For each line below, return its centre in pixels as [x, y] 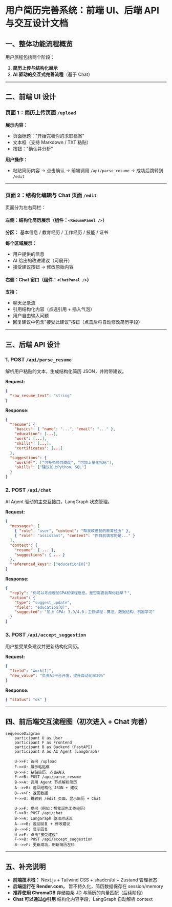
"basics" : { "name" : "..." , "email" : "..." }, [65, 429]
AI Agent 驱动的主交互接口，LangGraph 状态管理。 [59, 502]
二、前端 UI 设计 [31, 97]
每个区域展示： [21, 243]
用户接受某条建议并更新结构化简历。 [44, 647]
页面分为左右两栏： [26, 207]
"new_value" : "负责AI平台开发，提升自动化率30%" [58, 676]
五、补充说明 [26, 867]
